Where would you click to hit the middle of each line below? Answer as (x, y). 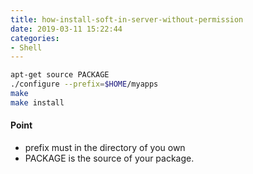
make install (37, 102)
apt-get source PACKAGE (60, 75)
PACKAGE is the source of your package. (109, 158)
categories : (35, 38)
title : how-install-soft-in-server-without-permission (127, 19)
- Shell (26, 47)
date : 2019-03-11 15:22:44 (66, 29)
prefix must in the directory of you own (105, 147)
